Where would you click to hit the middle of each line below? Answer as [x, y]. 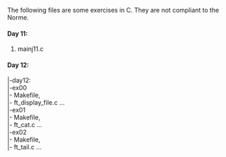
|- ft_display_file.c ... [36, 103]
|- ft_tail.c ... [24, 147]
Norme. [18, 17]
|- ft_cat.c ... [25, 125]
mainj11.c [30, 49]
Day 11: [17, 33]
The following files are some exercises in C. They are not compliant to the [113, 10]
